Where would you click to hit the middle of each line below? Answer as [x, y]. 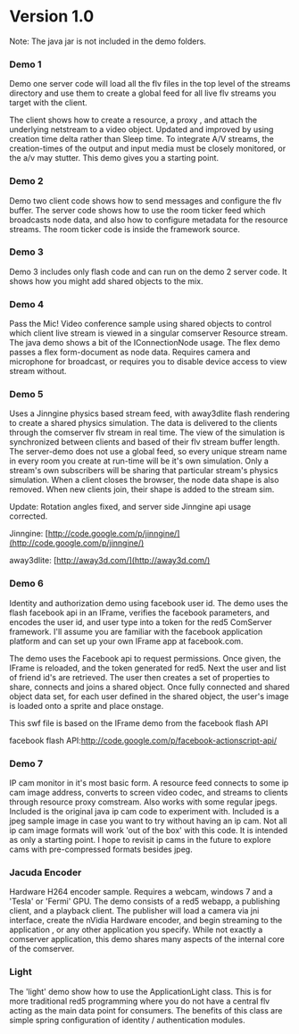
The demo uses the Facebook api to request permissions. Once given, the [145, 658]
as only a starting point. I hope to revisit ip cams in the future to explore [140, 840]
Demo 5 [26, 395]
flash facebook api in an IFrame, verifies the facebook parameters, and [140, 613]
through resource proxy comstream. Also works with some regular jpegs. [144, 802]
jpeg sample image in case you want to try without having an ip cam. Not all [148, 821]
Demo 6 [27, 584]
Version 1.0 [52, 17]
